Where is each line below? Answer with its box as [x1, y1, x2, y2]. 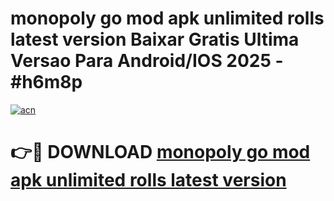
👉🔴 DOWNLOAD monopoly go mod [10, 141, 311, 164]
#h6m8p [10, 71, 83, 94]
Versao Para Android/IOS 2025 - [10, 50, 284, 72]
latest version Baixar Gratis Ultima [10, 28, 300, 51]
